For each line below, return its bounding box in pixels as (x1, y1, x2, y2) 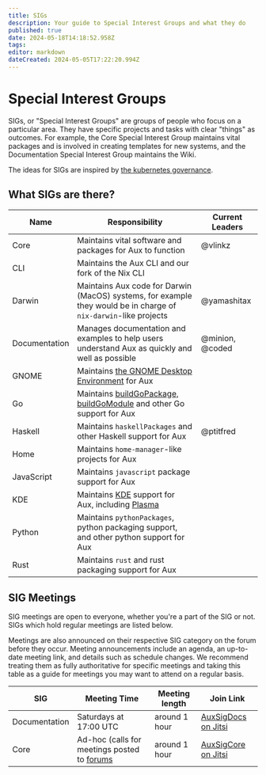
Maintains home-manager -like (77, 443, 182, 454)
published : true (8, 26, 62, 34)
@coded (200, 342, 233, 353)
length (161, 698, 187, 709)
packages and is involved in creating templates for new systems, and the (8, 141, 246, 150)
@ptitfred (200, 425, 236, 436)
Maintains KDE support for (77, 488, 176, 500)
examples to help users (77, 332, 164, 344)
